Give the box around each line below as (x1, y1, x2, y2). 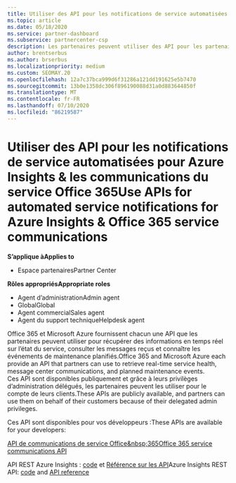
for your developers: (7, 425, 67, 434)
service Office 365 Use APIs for (7, 184, 192, 200)
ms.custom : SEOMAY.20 (7, 69, 71, 76)
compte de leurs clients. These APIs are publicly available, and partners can (7, 389, 225, 398)
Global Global (17, 300, 55, 309)
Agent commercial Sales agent (17, 308, 105, 317)
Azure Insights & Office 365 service (7, 214, 220, 230)
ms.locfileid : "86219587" (7, 109, 83, 116)
